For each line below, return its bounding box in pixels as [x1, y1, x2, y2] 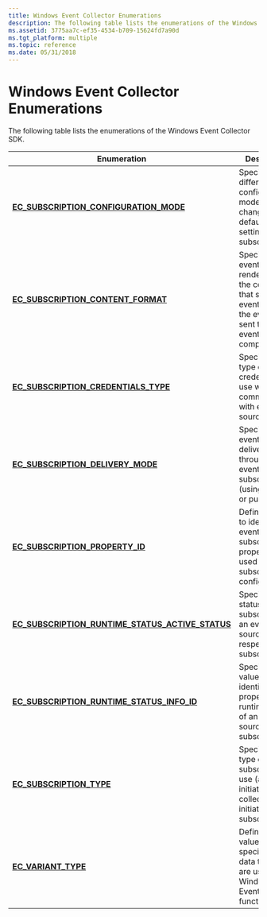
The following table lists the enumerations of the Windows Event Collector [8, 126, 250, 135]
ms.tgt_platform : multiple [8, 33, 98, 42]
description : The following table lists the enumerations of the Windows [8, 19, 258, 27]
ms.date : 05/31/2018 [8, 48, 77, 56]
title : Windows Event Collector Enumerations [8, 11, 161, 20]
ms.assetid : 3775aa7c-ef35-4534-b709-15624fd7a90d [8, 26, 180, 34]
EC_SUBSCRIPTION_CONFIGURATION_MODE [12, 201, 185, 212]
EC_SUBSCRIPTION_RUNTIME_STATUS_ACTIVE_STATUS [12, 618, 232, 629]
